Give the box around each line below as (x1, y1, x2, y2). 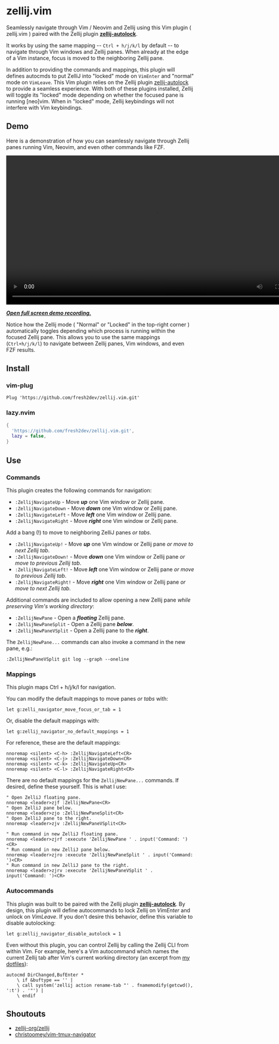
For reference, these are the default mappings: (6, 739, 121, 746)
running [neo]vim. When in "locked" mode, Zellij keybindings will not (6, 97, 174, 105)
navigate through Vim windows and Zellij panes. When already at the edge (6, 48, 189, 55)
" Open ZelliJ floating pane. (6, 795, 82, 801)
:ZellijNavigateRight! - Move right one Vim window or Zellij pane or (14, 578, 186, 585)
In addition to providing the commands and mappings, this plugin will (6, 66, 175, 73)
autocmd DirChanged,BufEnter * (6, 972, 84, 978)
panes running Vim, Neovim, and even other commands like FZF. (6, 143, 165, 150)
